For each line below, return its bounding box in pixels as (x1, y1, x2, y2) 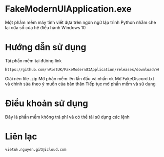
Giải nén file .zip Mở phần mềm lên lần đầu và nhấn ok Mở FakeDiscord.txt (5, 75, 155, 81)
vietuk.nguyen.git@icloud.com (5, 147, 67, 152)
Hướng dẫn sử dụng (5, 42, 86, 53)
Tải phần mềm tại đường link (5, 57, 62, 64)
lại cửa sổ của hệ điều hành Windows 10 (5, 24, 86, 30)
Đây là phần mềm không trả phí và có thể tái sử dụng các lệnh (5, 114, 130, 120)
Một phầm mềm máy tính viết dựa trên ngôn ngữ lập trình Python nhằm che (5, 19, 156, 25)
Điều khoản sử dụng (5, 98, 89, 109)
